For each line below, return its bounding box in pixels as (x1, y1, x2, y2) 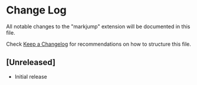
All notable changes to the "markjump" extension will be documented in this (6, 23, 191, 30)
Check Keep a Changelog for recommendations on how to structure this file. (6, 40, 192, 47)
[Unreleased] (6, 57, 56, 67)
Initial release (14, 73, 47, 80)
